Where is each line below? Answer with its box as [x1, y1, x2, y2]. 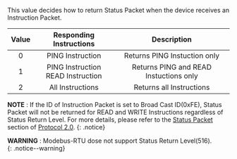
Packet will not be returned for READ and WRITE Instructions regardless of [7, 108, 224, 116]
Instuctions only [145, 71, 199, 80]
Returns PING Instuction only [123, 51, 220, 61]
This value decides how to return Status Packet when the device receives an [7, 6, 230, 14]
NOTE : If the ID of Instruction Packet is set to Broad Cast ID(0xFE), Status [7, 101, 222, 108]
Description [151, 34, 192, 44]
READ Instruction [45, 71, 102, 80]
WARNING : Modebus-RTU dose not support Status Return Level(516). [7, 136, 212, 145]
